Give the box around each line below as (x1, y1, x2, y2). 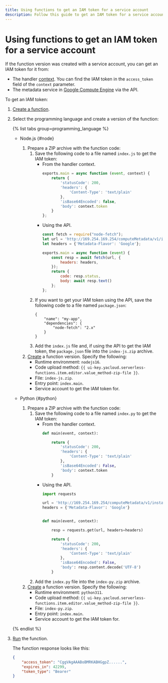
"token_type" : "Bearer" (21, 669, 71, 674)
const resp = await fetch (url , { (51, 255, 121, 260)
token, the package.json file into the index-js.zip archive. (34, 348, 154, 354)
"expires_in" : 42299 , (21, 664, 66, 669)
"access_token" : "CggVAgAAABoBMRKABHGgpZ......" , (21, 659, 127, 664)
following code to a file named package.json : (34, 302, 126, 308)
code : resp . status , (60, 274, 101, 279)
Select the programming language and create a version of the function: (12, 116, 159, 122)
